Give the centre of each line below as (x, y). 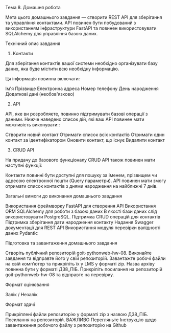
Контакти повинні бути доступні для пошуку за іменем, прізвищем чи (81, 175)
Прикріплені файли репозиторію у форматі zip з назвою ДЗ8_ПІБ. (77, 314)
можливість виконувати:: (33, 125)
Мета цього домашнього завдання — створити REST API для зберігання (84, 17)
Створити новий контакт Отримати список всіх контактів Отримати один (85, 135)
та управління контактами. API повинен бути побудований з (71, 23)
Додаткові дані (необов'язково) (40, 94)
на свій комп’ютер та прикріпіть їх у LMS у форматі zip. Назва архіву (80, 264)
